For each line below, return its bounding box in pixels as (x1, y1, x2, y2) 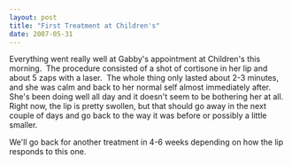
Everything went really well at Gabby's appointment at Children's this (9, 54, 261, 65)
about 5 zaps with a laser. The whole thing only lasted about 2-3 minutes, (9, 73, 279, 83)
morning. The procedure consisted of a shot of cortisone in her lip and (9, 63, 268, 74)
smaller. (9, 120, 38, 130)
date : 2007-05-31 (9, 29, 73, 38)
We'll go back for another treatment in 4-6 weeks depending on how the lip (9, 137, 284, 147)
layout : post (9, 12, 58, 22)
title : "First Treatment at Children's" (9, 21, 161, 30)
